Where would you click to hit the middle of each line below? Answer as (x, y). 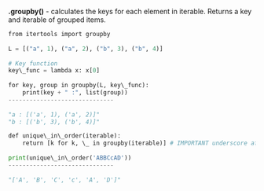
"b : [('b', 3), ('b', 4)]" (54, 122)
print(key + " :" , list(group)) (75, 93)
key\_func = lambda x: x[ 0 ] (54, 71)
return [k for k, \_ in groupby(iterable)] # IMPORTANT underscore (135, 143)
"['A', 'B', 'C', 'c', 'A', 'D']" (65, 180)
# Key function (33, 63)
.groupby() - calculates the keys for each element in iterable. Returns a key (130, 11)
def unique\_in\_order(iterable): (65, 136)
